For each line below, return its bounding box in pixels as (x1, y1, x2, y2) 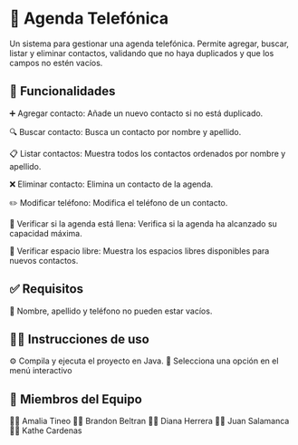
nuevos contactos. (9, 255, 79, 266)
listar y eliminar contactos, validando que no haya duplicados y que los (9, 47, 274, 58)
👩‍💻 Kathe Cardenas (9, 425, 82, 436)
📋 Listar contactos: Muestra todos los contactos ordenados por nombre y (9, 148, 286, 159)
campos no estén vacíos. (9, 57, 103, 68)
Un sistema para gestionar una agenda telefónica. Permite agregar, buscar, (9, 38, 290, 49)
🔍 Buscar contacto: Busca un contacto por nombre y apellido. (9, 126, 242, 137)
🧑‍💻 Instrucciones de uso (9, 331, 149, 347)
